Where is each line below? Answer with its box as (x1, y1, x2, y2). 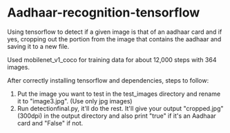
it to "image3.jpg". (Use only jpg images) (17, 96, 133, 105)
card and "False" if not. (17, 119, 84, 127)
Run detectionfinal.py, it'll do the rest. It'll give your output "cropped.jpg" (17, 104, 224, 112)
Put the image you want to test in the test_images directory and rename (17, 90, 221, 98)
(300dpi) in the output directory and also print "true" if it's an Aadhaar (17, 112, 216, 120)
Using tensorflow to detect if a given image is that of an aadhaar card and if (7, 28, 222, 36)
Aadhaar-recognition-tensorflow (7, 5, 200, 21)
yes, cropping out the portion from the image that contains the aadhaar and (7, 34, 222, 43)
